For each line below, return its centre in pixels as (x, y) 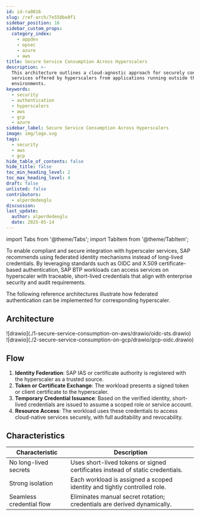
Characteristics (36, 436)
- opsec (26, 45)
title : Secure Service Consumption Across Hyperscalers (77, 61)
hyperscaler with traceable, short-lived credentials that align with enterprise (99, 276)
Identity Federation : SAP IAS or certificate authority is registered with (100, 372)
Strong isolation (31, 483)
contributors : (24, 194)
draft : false (22, 184)
